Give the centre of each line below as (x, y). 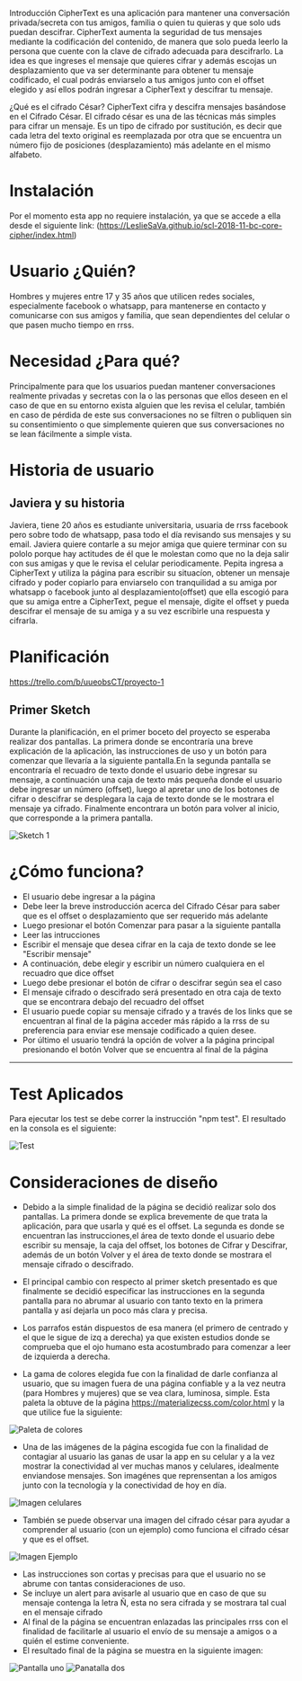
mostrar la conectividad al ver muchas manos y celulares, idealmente (151, 1466)
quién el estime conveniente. (75, 1641)
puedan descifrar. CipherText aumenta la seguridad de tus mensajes (136, 32)
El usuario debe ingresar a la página (89, 896)
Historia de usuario (82, 470)
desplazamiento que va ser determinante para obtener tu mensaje (132, 70)
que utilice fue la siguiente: (72, 1412)
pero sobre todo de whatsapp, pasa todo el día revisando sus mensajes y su (151, 534)
